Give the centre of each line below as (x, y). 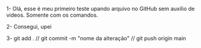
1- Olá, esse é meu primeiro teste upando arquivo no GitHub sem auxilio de (100, 9)
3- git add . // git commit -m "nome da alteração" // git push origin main (96, 38)
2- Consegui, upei (29, 27)
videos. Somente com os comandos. (52, 15)
